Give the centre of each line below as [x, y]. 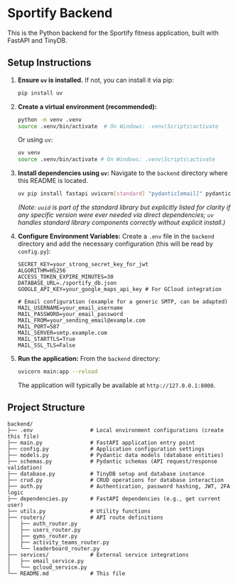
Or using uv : [35, 140]
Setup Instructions [49, 63]
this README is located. [53, 181]
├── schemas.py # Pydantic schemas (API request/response [113, 461]
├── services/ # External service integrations [98, 555]
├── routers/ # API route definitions [85, 518]
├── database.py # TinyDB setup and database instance [106, 474]
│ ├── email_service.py [45, 561]
